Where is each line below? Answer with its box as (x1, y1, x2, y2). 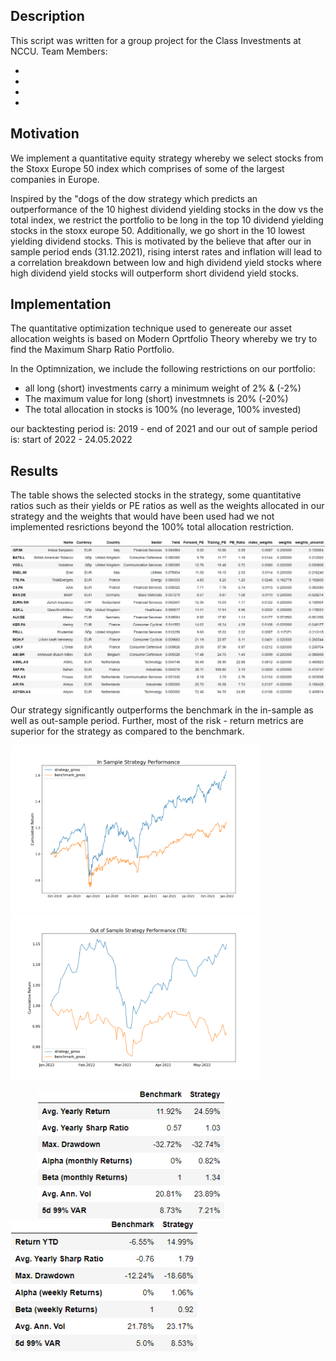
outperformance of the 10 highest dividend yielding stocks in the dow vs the (10, 203, 324, 215)
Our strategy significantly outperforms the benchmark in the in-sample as (10, 704, 314, 716)
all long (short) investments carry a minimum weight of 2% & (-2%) (24, 382, 302, 394)
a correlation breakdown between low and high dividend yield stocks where (10, 256, 322, 268)
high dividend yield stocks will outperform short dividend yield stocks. (10, 267, 300, 279)
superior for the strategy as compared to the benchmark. (10, 725, 245, 737)
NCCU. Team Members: (10, 45, 108, 57)
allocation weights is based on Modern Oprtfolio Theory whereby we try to (10, 333, 318, 345)
